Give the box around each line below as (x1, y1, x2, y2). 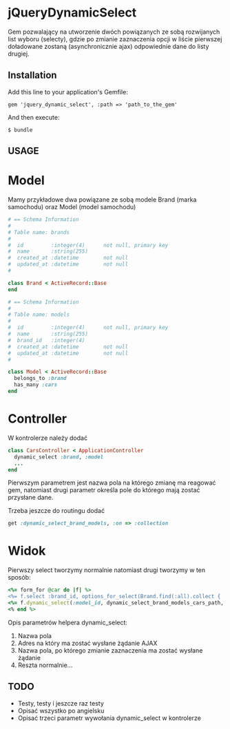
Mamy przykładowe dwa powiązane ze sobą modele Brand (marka (8, 196, 197, 204)
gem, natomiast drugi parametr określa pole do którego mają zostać (8, 486, 200, 494)
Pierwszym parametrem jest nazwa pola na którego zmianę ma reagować (8, 478, 216, 487)
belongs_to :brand (14, 375, 67, 382)
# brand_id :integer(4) (8, 337, 85, 344)
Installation (8, 70, 57, 81)
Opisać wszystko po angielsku (17, 706, 105, 715)
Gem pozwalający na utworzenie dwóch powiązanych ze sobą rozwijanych (8, 28, 220, 36)
